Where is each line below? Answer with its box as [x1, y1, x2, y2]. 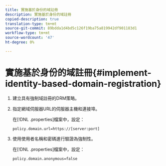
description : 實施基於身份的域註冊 [5, 12, 71, 17]
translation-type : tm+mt [5, 21, 57, 26]
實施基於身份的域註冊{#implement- [5, 67, 152, 78]
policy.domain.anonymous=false [12, 156, 78, 161]
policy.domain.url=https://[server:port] [12, 126, 100, 131]
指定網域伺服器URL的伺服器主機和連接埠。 [12, 106, 100, 112]
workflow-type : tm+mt [5, 30, 50, 35]
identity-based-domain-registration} [5, 78, 162, 89]
